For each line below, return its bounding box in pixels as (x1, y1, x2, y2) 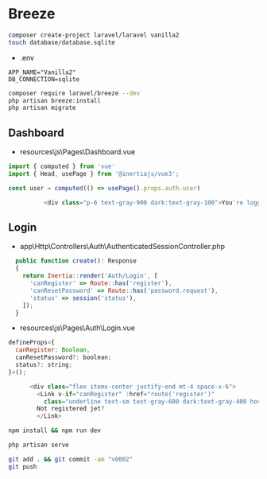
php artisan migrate (8, 104, 77, 112)
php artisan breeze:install (8, 96, 102, 104)
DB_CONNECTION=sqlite (8, 75, 80, 84)
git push (8, 462, 37, 470)
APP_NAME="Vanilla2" (8, 68, 77, 76)
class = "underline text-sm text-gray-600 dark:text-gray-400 (43, 397, 247, 406)
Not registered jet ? (37, 405, 105, 413)
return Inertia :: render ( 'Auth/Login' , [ (22, 272, 158, 280)
